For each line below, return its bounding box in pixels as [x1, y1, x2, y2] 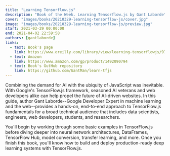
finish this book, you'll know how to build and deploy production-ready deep [5, 140, 164, 146]
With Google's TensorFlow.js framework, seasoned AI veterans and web [5, 88, 155, 93]
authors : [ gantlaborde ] [5, 36, 56, 41]
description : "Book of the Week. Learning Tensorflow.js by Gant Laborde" [5, 12, 166, 17]
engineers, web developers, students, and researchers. [5, 114, 120, 120]
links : [5, 40, 19, 45]
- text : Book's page [10, 45, 53, 50]
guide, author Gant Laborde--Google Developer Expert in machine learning [5, 98, 161, 104]
